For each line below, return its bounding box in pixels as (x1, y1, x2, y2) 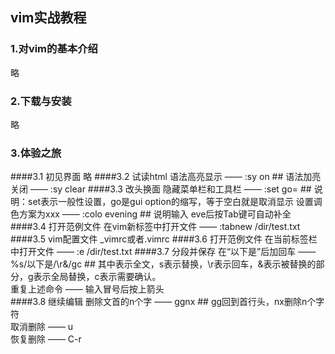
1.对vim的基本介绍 (10, 42, 98, 56)
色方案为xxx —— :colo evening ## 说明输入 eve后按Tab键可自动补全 (10, 208, 292, 220)
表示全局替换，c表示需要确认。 (33, 271, 162, 283)
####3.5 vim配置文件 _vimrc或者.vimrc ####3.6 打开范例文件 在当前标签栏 (10, 233, 318, 245)
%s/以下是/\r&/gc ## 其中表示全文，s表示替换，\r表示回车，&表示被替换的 (10, 258, 317, 270)
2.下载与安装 (10, 94, 72, 108)
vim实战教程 (10, 9, 87, 27)
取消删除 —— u (10, 321, 74, 333)
